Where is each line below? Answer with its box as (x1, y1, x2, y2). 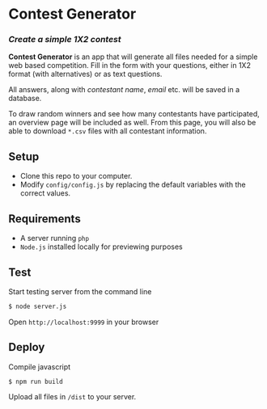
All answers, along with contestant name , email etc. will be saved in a (8, 85, 240, 95)
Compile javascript (8, 361, 71, 372)
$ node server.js (8, 302, 67, 310)
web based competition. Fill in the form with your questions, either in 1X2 (8, 61, 251, 70)
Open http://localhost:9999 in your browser (8, 317, 159, 327)
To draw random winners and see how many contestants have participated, (8, 109, 261, 119)
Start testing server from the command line (8, 286, 152, 296)
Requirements (8, 212, 81, 226)
